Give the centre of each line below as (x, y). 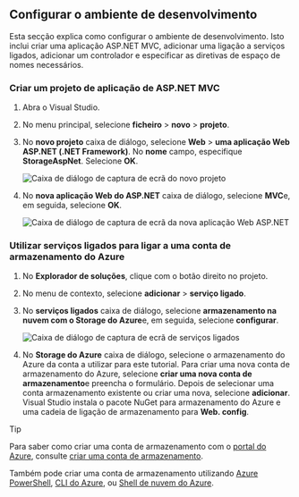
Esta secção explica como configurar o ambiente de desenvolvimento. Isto (147, 36)
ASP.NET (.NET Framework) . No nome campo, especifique (132, 152)
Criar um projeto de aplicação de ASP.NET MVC (115, 88)
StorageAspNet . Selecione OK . (80, 161)
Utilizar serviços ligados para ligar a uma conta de (120, 246)
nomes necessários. (47, 64)
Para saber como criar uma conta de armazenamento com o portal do (138, 447)
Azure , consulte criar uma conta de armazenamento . (107, 456)
